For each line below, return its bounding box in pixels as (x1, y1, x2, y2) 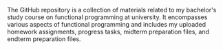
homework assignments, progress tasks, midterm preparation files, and (7, 27, 210, 36)
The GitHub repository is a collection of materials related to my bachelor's (7, 6, 217, 14)
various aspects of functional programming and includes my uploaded (7, 21, 206, 28)
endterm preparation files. (7, 35, 81, 43)
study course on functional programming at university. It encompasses (7, 13, 208, 21)
